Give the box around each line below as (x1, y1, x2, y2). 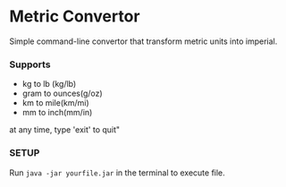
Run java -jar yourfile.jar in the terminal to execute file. (9, 167, 225, 178)
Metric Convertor (9, 6, 140, 27)
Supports (9, 58, 51, 71)
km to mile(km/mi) (21, 98, 89, 108)
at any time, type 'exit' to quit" (9, 124, 121, 135)
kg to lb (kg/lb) (21, 79, 77, 89)
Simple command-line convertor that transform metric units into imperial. (9, 36, 278, 47)
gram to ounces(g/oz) (21, 88, 103, 99)
